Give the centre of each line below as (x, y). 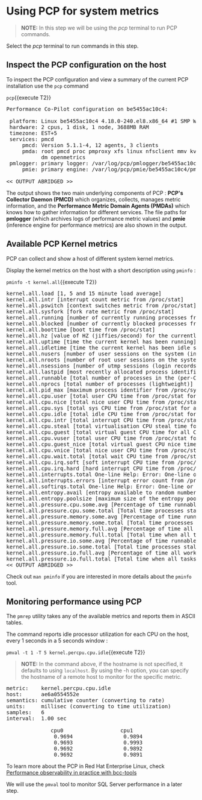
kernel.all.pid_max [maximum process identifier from (87, 390)
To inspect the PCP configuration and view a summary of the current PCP (97, 79)
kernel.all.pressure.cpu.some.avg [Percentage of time (89, 504)
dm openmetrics (63, 157)
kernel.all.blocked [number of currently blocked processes (97, 323)
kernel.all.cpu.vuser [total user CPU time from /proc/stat (97, 438)
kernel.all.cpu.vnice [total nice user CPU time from (87, 450)
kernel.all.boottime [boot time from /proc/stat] (81, 329)
